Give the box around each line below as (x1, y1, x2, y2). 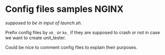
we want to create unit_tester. (5, 35, 66, 41)
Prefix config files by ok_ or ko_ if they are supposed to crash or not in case (5, 29, 160, 35)
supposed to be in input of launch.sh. (5, 20, 82, 26)
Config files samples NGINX (5, 3, 124, 15)
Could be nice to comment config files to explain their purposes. (5, 44, 137, 50)
